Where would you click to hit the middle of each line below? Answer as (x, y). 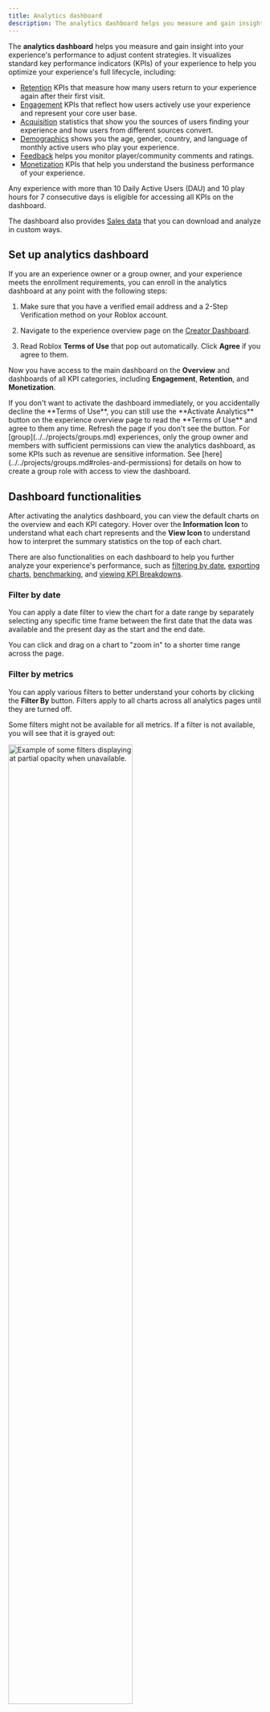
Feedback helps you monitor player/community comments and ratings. (137, 155)
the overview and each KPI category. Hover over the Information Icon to (128, 525)
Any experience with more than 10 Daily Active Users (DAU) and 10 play (127, 188)
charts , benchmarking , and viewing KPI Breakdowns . (96, 574)
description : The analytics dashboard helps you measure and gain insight (136, 23)
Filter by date (35, 595)
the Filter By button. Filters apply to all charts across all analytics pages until (135, 701)
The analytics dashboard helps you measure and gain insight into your (126, 46)
